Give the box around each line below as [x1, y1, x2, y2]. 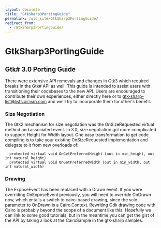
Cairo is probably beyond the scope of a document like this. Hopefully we [5, 207, 151, 213]
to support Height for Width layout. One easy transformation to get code [5, 132, 149, 138]
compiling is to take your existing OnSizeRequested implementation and [5, 137, 148, 143]
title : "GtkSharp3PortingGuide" [5, 12, 70, 16]
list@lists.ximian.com [5, 99, 47, 105]
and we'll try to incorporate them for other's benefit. [47, 99, 151, 105]
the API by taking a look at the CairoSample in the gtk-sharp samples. [5, 217, 144, 223]
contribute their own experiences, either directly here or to [5, 93, 122, 99]
